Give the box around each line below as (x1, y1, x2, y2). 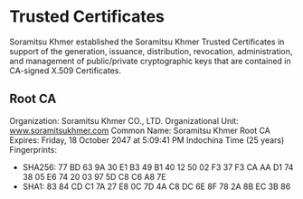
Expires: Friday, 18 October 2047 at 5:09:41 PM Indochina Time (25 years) (9, 134, 285, 146)
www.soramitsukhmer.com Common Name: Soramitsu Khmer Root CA (9, 125, 271, 136)
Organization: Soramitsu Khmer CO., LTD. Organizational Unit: (9, 115, 239, 126)
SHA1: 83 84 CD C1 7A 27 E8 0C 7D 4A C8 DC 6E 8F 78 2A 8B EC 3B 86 (22, 181, 291, 192)
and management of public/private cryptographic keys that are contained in (9, 55, 291, 66)
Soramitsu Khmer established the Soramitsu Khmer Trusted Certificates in (9, 36, 285, 47)
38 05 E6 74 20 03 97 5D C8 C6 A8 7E (22, 171, 166, 182)
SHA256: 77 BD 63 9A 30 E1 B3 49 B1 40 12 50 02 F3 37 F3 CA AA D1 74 (22, 161, 294, 173)
